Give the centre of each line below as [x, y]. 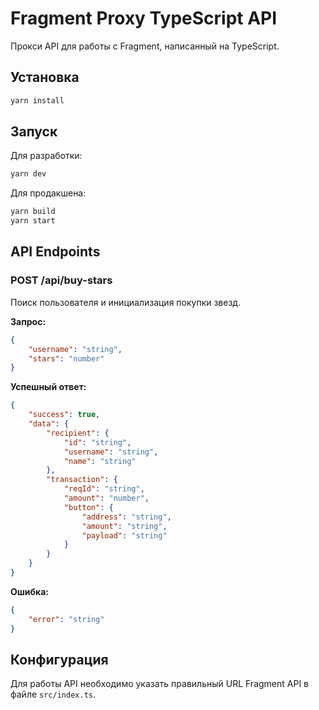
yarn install [37, 100]
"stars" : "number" [66, 358]
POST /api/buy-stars [61, 280]
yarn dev [28, 174]
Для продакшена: [48, 193]
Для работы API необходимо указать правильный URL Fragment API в [159, 684]
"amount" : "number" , [106, 498]
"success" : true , [64, 415]
